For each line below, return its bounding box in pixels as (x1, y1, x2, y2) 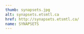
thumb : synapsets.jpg (5, 7, 50, 12)
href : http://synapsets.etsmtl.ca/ (5, 16, 79, 21)
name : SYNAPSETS (5, 21, 39, 26)
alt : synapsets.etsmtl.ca (5, 12, 59, 17)
